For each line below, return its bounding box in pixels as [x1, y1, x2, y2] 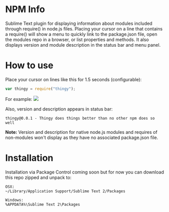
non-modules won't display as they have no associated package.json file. [5, 134, 158, 140]
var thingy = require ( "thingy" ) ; [5, 86, 76, 91]
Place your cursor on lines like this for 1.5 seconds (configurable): [5, 76, 142, 82]
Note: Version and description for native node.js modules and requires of [5, 129, 158, 135]
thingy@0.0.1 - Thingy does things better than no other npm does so [5, 116, 155, 121]
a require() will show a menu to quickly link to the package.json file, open [5, 31, 158, 37]
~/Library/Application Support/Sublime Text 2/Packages [5, 189, 125, 194]
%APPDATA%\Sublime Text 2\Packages [5, 202, 80, 207]
